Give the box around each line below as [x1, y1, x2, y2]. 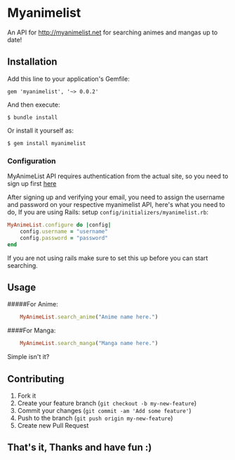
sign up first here [7, 180, 57, 188]
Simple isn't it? [7, 353, 50, 361]
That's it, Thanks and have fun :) [7, 442, 152, 454]
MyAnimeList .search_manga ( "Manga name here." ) [20, 340, 159, 347]
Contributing [7, 373, 65, 385]
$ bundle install [7, 114, 58, 121]
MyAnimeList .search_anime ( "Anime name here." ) [20, 313, 159, 320]
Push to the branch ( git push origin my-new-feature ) [17, 414, 173, 422]
